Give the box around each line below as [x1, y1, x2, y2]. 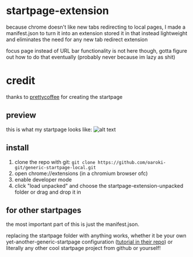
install [6, 143, 29, 153]
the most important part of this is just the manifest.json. [6, 221, 140, 228]
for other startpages [6, 205, 82, 215]
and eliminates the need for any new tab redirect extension [6, 36, 148, 43]
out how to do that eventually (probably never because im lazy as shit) [6, 53, 175, 60]
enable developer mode [14, 176, 72, 183]
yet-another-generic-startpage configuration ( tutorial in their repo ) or [6, 238, 173, 245]
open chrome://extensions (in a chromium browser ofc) [14, 170, 148, 177]
